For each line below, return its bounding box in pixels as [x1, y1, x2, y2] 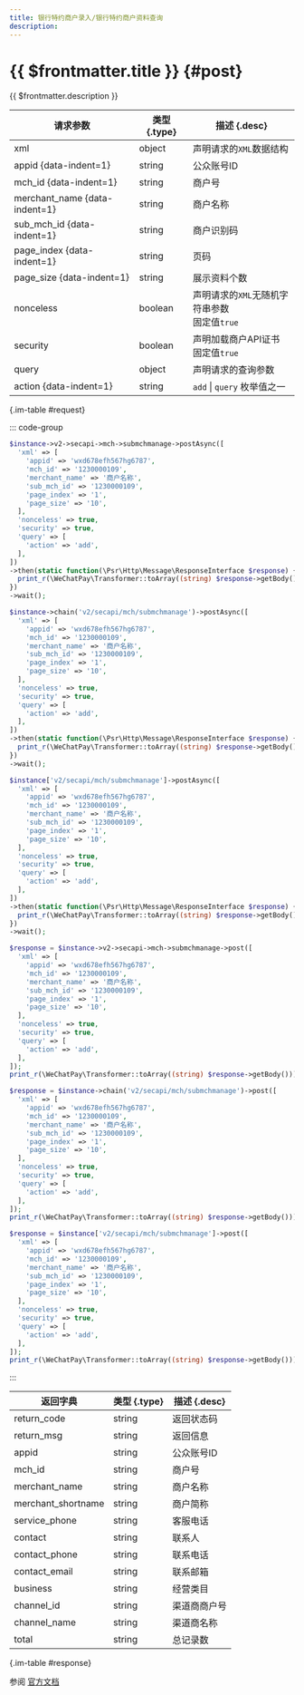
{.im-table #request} [9, 404, 86, 415]
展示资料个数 [193, 272, 248, 285]
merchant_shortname [14, 1497, 105, 1510]
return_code [14, 1412, 66, 1425]
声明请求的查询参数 [193, 363, 275, 376]
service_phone [14, 1515, 77, 1527]
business [14, 1583, 52, 1595]
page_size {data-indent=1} [14, 271, 129, 284]
